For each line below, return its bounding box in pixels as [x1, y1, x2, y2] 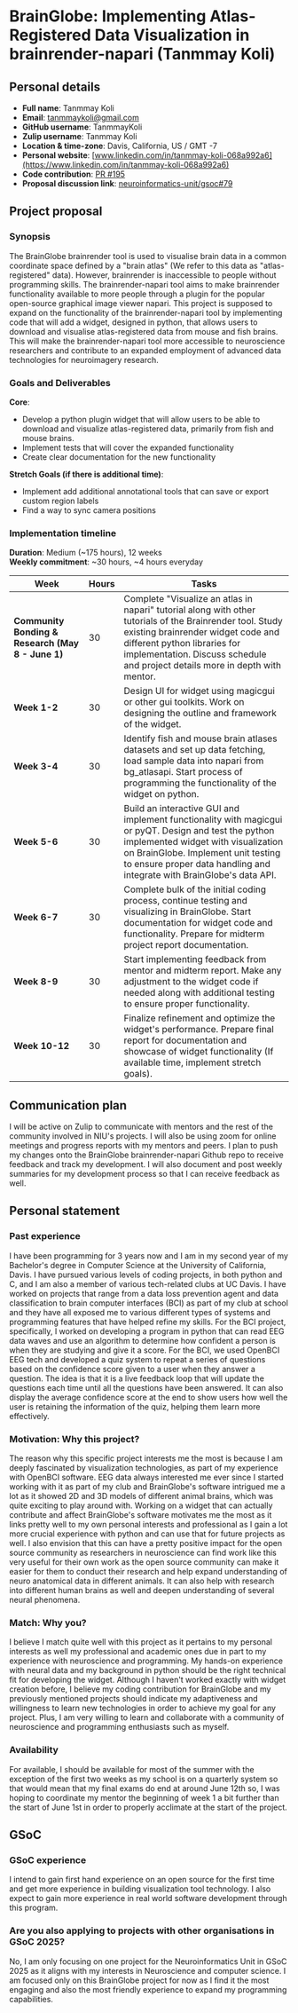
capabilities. [9, 1993, 53, 2004]
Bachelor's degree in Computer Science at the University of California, [9, 1259, 267, 1270]
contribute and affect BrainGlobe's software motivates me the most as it [9, 1510, 272, 1520]
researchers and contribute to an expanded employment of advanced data [9, 344, 282, 356]
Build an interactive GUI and [123, 802, 240, 815]
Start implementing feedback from [123, 953, 267, 966]
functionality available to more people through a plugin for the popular [9, 288, 265, 299]
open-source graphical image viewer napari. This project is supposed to [9, 297, 273, 308]
